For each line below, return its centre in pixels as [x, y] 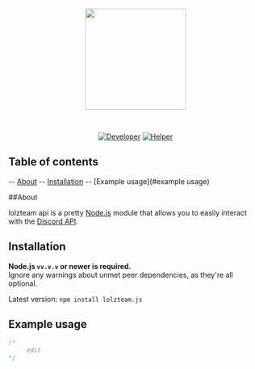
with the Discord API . [43, 221]
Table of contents [53, 162]
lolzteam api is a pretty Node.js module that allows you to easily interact [128, 212]
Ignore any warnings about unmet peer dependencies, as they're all [121, 275]
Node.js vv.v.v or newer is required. [70, 266]
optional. [23, 283]
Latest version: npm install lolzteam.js [75, 299]
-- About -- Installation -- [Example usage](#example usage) [109, 181]
